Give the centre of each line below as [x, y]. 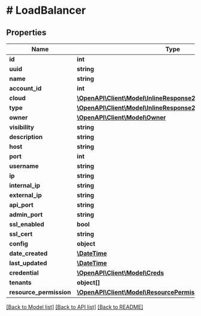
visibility [22, 127]
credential [24, 273]
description [26, 137]
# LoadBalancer [46, 10]
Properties [26, 33]
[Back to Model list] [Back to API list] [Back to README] [75, 307]
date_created [28, 253]
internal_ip [25, 185]
